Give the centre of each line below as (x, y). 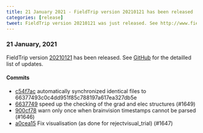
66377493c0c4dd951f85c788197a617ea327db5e (76, 97)
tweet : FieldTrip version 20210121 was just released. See (82, 23)
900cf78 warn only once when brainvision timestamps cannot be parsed (105, 110)
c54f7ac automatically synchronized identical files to (81, 91)
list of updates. (25, 63)
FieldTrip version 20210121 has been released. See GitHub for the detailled (99, 57)
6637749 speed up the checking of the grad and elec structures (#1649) (105, 104)
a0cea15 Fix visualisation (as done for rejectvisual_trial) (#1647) (94, 123)
